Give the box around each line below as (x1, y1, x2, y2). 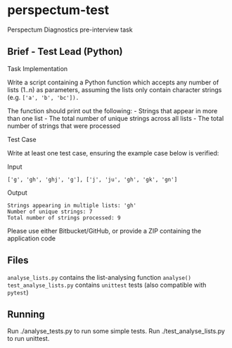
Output (7, 188, 27, 197)
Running (7, 308, 46, 320)
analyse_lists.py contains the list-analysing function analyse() (7, 273, 192, 281)
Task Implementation (7, 64, 68, 72)
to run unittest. (7, 335, 50, 343)
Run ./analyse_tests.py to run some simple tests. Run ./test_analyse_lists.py (7, 327, 225, 335)
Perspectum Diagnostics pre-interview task (7, 25, 133, 34)
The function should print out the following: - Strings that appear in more (7, 106, 218, 115)
